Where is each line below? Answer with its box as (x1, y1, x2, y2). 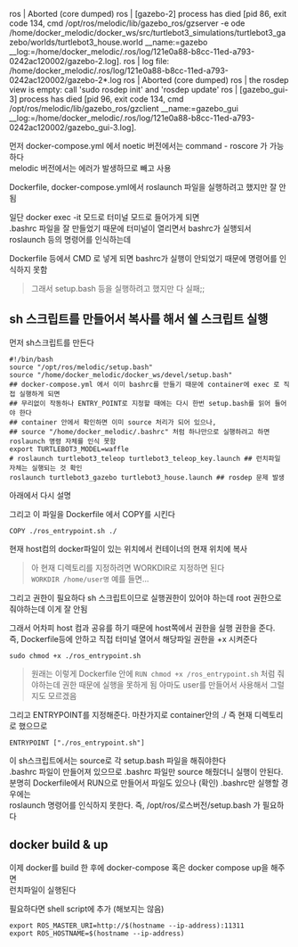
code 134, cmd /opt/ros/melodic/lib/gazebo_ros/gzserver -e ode (9, 18, 246, 29)
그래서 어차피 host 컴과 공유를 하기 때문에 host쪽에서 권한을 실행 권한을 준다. (9, 622, 276, 633)
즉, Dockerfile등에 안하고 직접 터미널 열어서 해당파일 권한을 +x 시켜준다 (9, 633, 258, 644)
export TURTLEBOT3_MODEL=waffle (9, 444, 129, 454)
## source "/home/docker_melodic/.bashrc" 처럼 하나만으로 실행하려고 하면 (9, 427, 270, 436)
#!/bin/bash (9, 355, 53, 364)
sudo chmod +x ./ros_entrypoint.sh (9, 651, 141, 660)
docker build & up (9, 837, 109, 852)
